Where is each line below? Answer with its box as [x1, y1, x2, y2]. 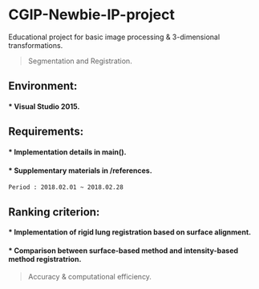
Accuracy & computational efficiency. [27, 272, 152, 282]
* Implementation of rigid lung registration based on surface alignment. [8, 227, 251, 237]
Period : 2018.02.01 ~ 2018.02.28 [8, 183, 124, 191]
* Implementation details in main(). [8, 147, 127, 157]
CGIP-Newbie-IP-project [8, 6, 175, 24]
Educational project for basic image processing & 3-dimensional [8, 32, 221, 42]
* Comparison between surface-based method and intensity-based [8, 246, 239, 255]
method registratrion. [8, 254, 82, 263]
